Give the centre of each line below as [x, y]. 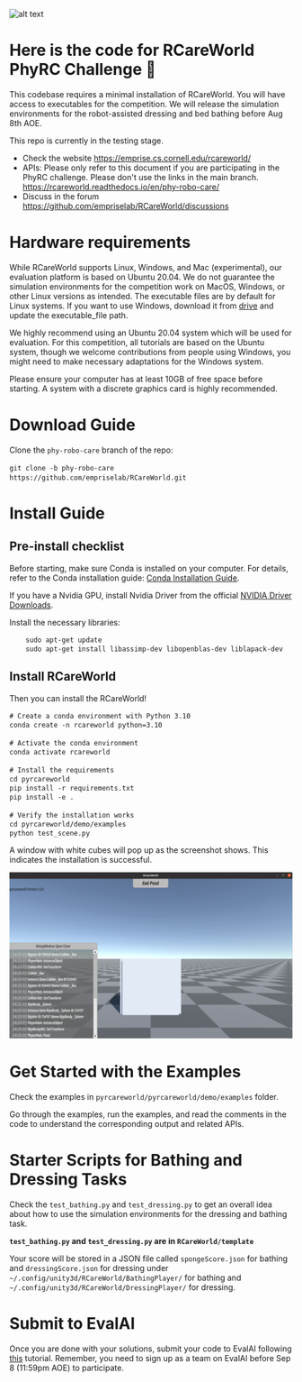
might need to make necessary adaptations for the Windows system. [137, 362]
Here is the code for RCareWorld [132, 50]
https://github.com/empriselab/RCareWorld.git [98, 478]
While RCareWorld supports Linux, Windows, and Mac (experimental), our [146, 267]
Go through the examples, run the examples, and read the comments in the [148, 1114]
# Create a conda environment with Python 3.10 [100, 716]
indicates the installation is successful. [81, 859]
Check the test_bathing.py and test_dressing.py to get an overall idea [141, 1204]
